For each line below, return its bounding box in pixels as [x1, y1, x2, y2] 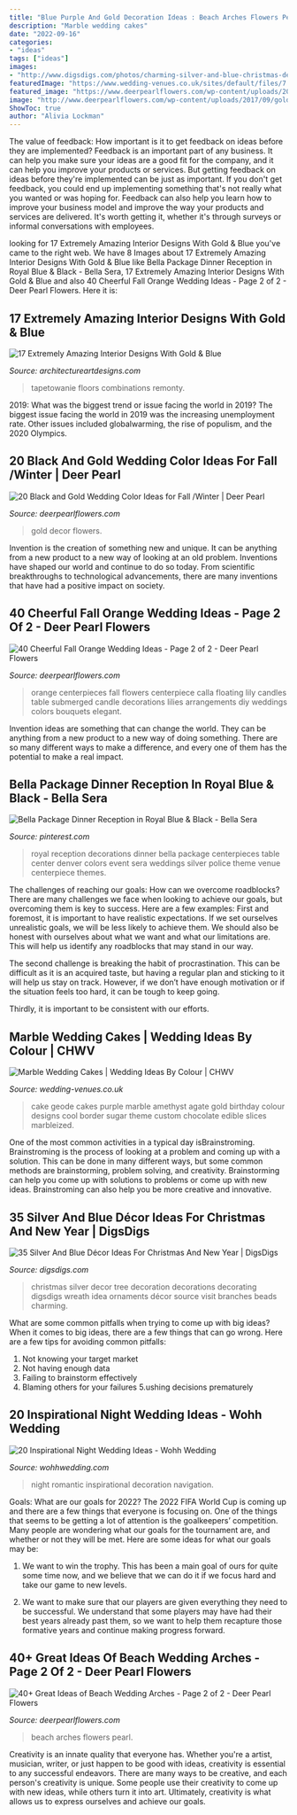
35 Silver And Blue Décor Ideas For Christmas [9, 1210, 266, 1225]
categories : [9, 37, 53, 47]
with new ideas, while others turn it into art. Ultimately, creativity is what [9, 1787, 271, 1797]
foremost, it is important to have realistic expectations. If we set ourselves [9, 913, 278, 923]
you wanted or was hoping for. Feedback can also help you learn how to [9, 192, 272, 204]
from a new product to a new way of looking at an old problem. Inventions [9, 551, 278, 563]
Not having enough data [21, 1363, 110, 1374]
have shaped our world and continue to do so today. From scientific [9, 561, 255, 572]
